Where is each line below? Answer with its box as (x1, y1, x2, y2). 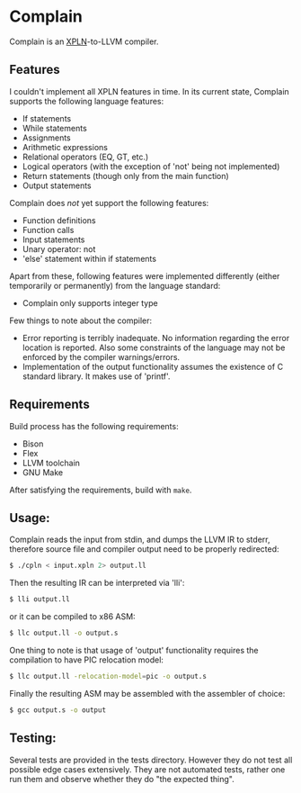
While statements (22, 122, 87, 133)
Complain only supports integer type (22, 297, 159, 308)
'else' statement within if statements (22, 253, 157, 264)
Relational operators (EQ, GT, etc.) (22, 151, 149, 162)
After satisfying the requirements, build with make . (9, 484, 192, 495)
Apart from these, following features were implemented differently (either (9, 270, 280, 281)
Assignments (22, 132, 72, 143)
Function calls (22, 224, 75, 235)
